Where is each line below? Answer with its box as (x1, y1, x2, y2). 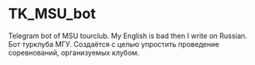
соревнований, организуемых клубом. (8, 48, 140, 57)
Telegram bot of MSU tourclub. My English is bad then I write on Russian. (8, 31, 248, 40)
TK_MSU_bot (8, 5, 96, 23)
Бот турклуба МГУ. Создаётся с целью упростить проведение (8, 39, 220, 48)
